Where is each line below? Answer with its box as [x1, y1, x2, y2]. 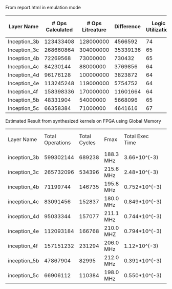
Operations [44, 139, 71, 146]
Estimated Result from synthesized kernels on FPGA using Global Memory [5, 118, 161, 124]
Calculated [46, 26, 73, 33]
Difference [114, 23, 141, 30]
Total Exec [123, 133, 149, 140]
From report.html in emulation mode [5, 5, 81, 10]
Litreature [81, 26, 106, 33]
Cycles [79, 139, 96, 146]
